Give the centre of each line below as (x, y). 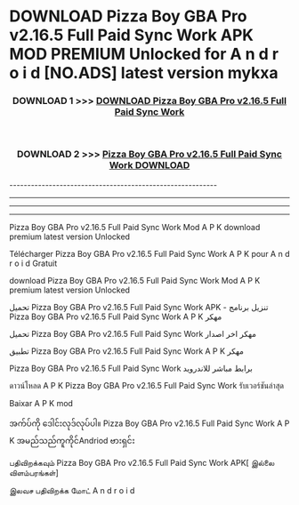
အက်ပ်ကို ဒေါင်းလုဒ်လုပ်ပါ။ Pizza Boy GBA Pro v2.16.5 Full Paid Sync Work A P (149, 423)
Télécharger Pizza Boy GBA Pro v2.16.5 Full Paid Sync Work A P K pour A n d (149, 253)
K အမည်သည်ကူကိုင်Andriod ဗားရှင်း (72, 440)
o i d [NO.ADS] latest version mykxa (144, 73)
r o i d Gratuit (33, 263)
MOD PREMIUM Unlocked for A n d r (144, 54)
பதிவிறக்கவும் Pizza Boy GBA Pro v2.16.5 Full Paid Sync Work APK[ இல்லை (142, 462)
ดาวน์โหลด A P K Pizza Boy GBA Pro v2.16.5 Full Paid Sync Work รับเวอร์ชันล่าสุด (147, 385)
